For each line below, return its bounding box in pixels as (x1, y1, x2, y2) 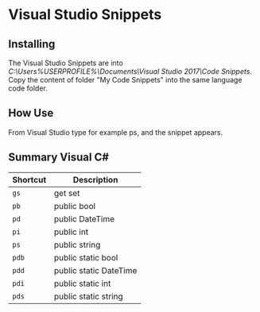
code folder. (8, 83, 48, 93)
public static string (54, 291, 123, 302)
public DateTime (54, 213, 115, 224)
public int (54, 226, 89, 237)
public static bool (54, 252, 118, 263)
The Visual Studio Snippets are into (8, 58, 123, 67)
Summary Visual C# (8, 151, 110, 164)
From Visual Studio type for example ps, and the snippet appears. (8, 127, 223, 137)
